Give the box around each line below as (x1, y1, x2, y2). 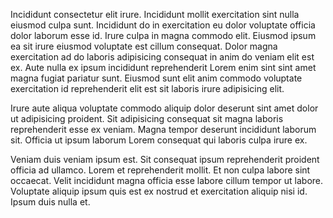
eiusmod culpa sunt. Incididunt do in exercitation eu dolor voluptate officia (10, 19, 316, 31)
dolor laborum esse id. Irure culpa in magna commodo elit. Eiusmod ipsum (10, 30, 317, 41)
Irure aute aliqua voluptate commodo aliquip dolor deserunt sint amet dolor (10, 102, 319, 114)
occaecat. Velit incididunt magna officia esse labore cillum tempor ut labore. (10, 175, 324, 186)
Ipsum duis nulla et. (10, 196, 91, 208)
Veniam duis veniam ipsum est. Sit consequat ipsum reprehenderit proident (10, 154, 320, 165)
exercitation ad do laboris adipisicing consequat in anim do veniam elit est (10, 51, 315, 63)
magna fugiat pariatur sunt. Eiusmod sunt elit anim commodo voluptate (10, 72, 303, 84)
